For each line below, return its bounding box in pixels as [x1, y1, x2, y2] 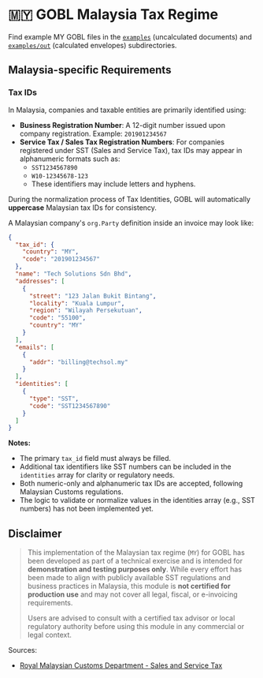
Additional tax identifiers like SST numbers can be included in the [19, 462, 232, 471]
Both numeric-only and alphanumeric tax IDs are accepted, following [19, 479, 243, 489]
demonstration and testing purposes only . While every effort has [27, 564, 243, 574]
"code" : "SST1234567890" [28, 402, 111, 410]
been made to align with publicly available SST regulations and [27, 573, 231, 582]
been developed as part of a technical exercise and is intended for [27, 556, 243, 566]
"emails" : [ [15, 343, 55, 351]
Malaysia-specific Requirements [8, 63, 172, 77]
